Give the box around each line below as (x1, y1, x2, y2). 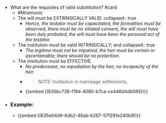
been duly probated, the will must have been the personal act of (25, 31, 160, 37)
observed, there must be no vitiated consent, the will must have (25, 26, 159, 32)
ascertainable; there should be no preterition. (25, 53, 120, 59)
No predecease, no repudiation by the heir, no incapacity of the (25, 63, 159, 69)
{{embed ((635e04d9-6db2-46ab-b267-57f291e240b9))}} (17, 112, 141, 118)
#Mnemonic (17, 10, 43, 16)
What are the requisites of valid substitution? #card (10, 5, 117, 10)
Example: (10, 101, 34, 108)
